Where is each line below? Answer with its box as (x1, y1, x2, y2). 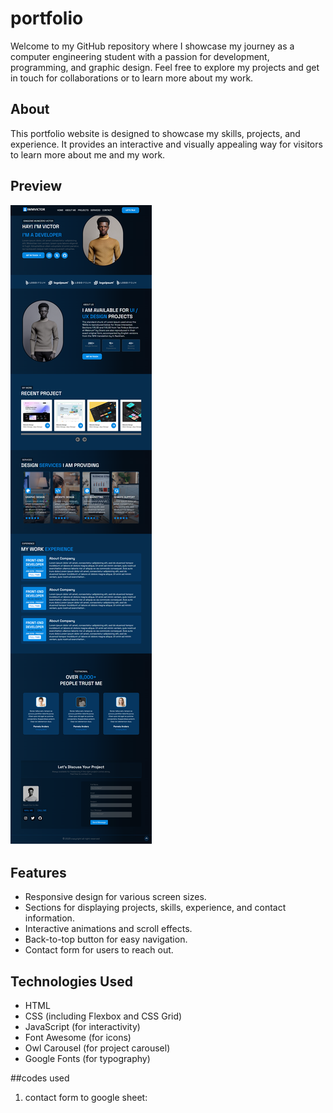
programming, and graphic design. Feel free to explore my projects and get (10, 61, 320, 73)
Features (10, 864, 67, 881)
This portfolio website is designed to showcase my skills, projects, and (10, 127, 301, 139)
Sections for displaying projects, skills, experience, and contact (24, 902, 287, 914)
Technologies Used (10, 973, 133, 990)
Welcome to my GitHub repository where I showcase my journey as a (10, 40, 295, 52)
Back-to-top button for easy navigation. (24, 933, 188, 946)
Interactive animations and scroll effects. (24, 923, 193, 935)
